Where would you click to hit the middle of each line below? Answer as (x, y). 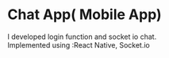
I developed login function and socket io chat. (82, 37)
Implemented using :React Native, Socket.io (79, 44)
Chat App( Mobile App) (84, 15)
